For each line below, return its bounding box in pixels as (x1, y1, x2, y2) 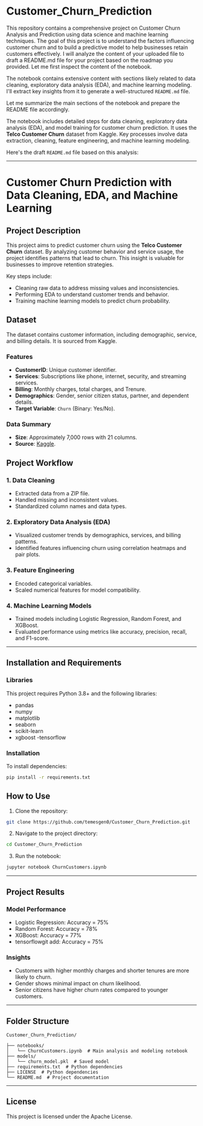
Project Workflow (6, 458, 74, 468)
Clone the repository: (14, 807, 68, 814)
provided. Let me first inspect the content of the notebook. (6, 62, 152, 70)
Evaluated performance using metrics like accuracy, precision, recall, (14, 628, 187, 635)
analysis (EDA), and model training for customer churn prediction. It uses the (6, 124, 197, 131)
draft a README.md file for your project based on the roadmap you (6, 56, 173, 64)
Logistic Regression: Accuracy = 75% (14, 919, 109, 926)
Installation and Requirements (6, 658, 122, 668)
